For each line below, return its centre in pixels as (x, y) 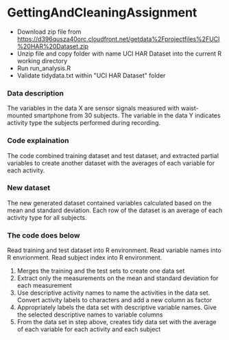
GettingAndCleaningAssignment (102, 13)
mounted (20, 115)
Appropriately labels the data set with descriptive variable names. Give (117, 308)
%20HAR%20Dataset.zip (53, 46)
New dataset (29, 188)
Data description (35, 93)
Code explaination (38, 141)
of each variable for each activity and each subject (89, 329)
